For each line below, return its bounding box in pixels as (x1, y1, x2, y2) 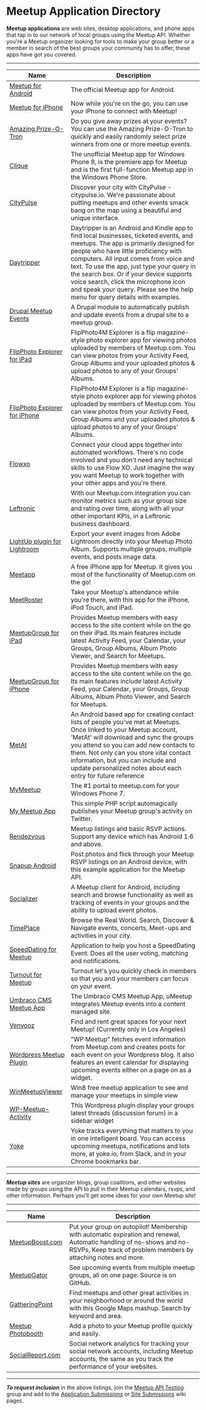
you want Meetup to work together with (70, 471, 185, 479)
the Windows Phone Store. (70, 173, 147, 181)
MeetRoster (9, 595, 43, 604)
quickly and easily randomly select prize (70, 132, 187, 141)
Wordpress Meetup (9, 1050, 65, 1058)
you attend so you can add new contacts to (70, 741, 195, 749)
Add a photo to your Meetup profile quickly (69, 1321, 193, 1330)
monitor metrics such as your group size (70, 496, 187, 505)
